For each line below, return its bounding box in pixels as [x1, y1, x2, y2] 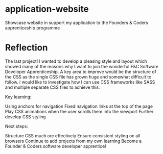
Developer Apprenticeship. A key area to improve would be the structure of [5, 69, 157, 75]
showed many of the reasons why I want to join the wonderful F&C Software [5, 63, 159, 69]
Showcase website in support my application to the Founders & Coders [5, 20, 148, 26]
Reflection [5, 42, 48, 53]
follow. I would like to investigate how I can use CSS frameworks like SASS [5, 79, 155, 85]
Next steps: [5, 123, 28, 129]
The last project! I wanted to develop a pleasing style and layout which [5, 58, 147, 64]
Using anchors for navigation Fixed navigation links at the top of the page [5, 103, 153, 109]
